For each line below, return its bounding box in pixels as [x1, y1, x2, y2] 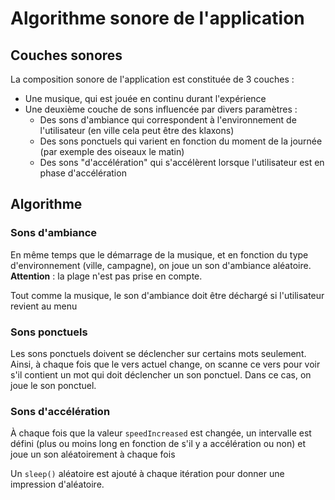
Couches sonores [10, 47, 123, 64]
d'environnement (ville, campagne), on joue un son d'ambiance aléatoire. [10, 259, 312, 271]
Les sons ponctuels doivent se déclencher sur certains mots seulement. [10, 347, 307, 359]
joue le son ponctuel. [10, 379, 97, 391]
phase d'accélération [39, 167, 127, 179]
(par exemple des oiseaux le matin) [39, 146, 185, 157]
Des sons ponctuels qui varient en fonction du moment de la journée [39, 135, 323, 147]
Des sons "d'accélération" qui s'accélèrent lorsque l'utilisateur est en [39, 157, 325, 168]
